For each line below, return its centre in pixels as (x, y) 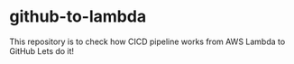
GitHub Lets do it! (42, 50)
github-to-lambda (78, 17)
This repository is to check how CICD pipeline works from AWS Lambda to (147, 41)
